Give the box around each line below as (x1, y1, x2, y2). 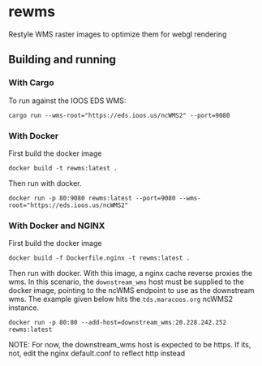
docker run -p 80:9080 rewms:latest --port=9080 (8, 194, 176, 202)
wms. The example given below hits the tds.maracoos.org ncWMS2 (8, 295, 234, 304)
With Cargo (8, 77, 54, 88)
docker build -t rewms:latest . (8, 164, 118, 172)
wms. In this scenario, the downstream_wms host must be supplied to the (8, 277, 245, 286)
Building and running (8, 53, 116, 67)
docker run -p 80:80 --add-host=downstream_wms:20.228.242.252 (8, 319, 227, 327)
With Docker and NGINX (8, 220, 105, 231)
